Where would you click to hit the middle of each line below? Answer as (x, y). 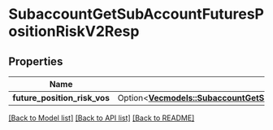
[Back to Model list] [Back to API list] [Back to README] (102, 118)
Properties (36, 61)
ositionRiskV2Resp (74, 31)
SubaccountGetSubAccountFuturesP (136, 14)
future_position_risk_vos (61, 98)
